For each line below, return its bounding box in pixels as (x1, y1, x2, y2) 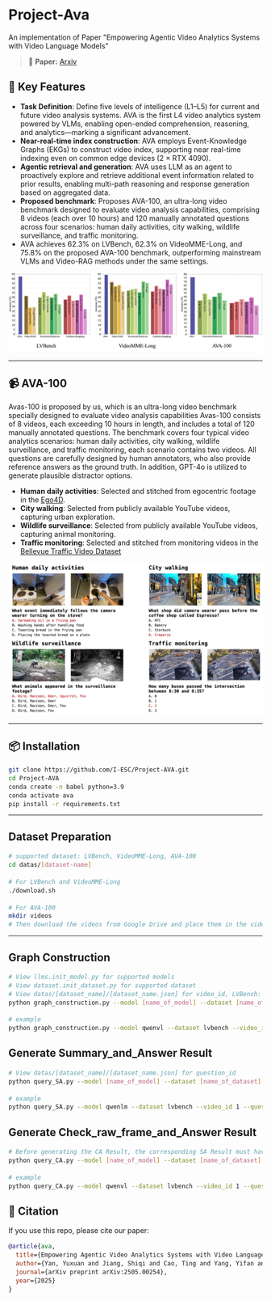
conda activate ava (8, 791, 74, 800)
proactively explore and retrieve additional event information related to (19, 170, 254, 180)
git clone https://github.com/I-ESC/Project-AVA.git (8, 766, 190, 774)
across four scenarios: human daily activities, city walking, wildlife (19, 222, 240, 231)
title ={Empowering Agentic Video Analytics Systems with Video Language (15, 1251, 265, 1259)
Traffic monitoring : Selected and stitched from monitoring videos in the (19, 538, 259, 547)
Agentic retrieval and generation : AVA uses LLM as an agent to (19, 162, 232, 171)
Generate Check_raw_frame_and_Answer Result (8, 1126, 256, 1139)
